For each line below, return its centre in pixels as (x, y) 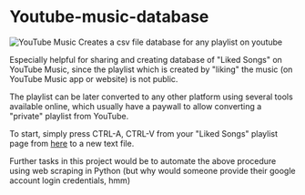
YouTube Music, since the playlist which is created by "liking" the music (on (151, 69)
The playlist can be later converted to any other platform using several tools (151, 97)
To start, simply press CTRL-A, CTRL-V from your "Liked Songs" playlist (144, 133)
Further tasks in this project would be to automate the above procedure (143, 160)
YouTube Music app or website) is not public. (94, 78)
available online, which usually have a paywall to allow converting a (136, 106)
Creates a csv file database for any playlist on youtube (181, 42)
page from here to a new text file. (72, 143)
